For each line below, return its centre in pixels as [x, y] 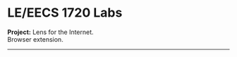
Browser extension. [35, 39]
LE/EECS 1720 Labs [65, 13]
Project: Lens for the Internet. [50, 32]
